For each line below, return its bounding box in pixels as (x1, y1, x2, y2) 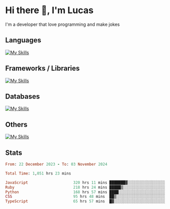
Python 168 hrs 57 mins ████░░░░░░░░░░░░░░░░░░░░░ (5, 189, 166, 194)
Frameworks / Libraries (5, 64, 80, 73)
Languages (5, 36, 41, 45)
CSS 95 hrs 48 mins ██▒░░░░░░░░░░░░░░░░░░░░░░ (5, 194, 166, 199)
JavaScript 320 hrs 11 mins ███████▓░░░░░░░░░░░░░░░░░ (5, 180, 166, 185)
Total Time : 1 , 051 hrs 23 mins (5, 171, 71, 176)
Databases (5, 92, 40, 101)
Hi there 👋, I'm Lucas (5, 5, 94, 16)
